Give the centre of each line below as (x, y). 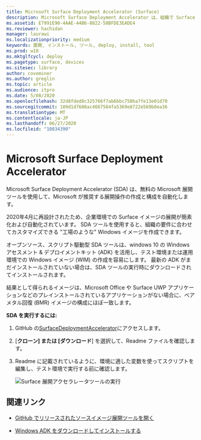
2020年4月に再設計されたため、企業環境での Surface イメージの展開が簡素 (99, 216)
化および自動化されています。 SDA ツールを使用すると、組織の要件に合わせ (99, 224)
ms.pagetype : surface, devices (45, 62)
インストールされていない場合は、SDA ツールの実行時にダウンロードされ (101, 267)
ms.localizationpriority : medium (48, 40)
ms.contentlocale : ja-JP (37, 118)
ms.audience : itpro (31, 90)
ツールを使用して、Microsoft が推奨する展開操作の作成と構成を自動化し (95, 197)
